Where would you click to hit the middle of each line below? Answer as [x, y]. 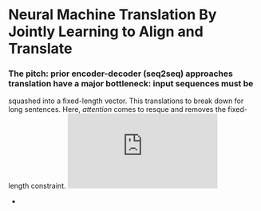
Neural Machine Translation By [113, 15]
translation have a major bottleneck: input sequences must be [131, 84]
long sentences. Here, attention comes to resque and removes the [117, 109]
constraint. [48, 186]
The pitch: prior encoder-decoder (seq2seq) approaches [121, 74]
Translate [40, 49]
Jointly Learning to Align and [106, 32]
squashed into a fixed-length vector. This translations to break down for [126, 101]
